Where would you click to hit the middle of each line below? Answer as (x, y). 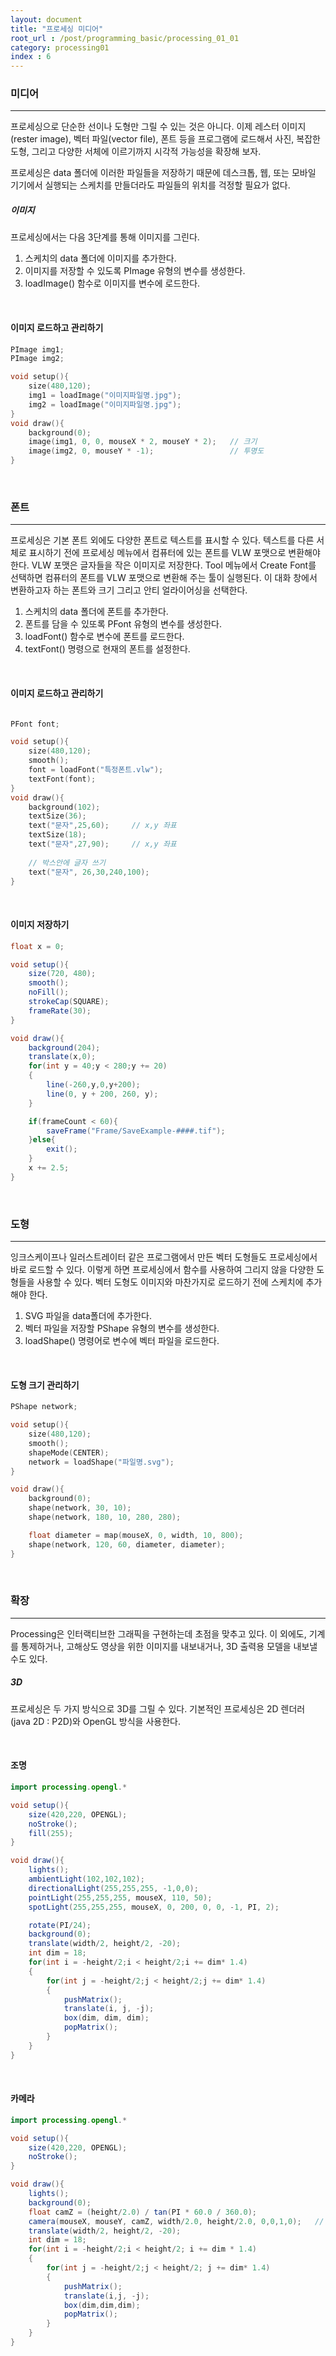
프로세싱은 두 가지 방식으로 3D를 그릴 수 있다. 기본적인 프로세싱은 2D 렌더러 (158, 1708)
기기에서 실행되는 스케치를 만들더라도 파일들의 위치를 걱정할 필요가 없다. (150, 185)
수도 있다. (29, 1658)
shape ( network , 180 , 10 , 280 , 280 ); (105, 1517)
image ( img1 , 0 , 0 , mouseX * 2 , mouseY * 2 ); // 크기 (143, 442)
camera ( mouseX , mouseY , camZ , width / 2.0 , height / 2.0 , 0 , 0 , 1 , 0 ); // (176, 2221)
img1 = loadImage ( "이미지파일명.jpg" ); (105, 396)
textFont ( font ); (62, 779)
